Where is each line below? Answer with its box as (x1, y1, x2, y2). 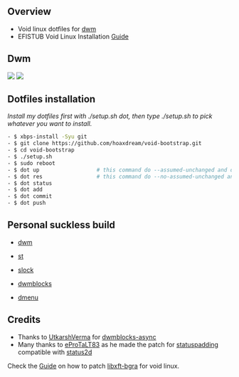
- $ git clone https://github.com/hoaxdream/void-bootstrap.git (7, 140, 202, 147)
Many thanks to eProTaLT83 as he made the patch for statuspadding (17, 340, 219, 349)
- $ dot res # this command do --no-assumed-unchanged (7, 173, 224, 180)
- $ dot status (7, 179, 53, 187)
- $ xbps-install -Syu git (7, 133, 87, 141)
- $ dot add (7, 186, 43, 193)
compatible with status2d (17, 348, 92, 356)
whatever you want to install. (7, 120, 92, 128)
